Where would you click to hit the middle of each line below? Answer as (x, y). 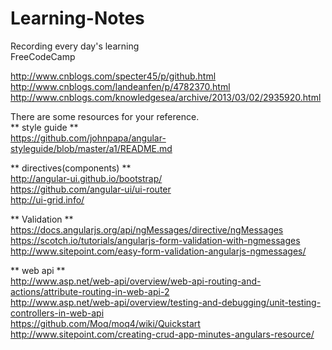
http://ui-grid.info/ (47, 199)
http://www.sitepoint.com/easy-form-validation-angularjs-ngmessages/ (158, 251)
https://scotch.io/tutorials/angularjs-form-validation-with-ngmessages (155, 240)
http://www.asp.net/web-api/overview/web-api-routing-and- (136, 281)
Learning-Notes (77, 18)
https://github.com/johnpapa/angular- (88, 138)
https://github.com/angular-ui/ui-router (91, 189)
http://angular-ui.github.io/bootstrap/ (86, 178)
